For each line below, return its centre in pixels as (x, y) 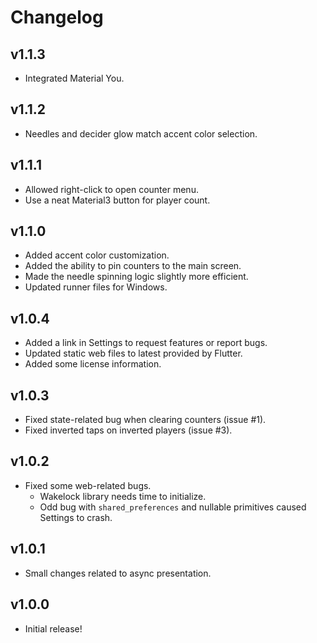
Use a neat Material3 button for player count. (117, 200)
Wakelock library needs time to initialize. (123, 496)
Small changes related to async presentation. (118, 573)
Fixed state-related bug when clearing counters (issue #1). (145, 420)
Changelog (57, 17)
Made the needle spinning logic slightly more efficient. (136, 277)
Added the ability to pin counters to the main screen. (133, 266)
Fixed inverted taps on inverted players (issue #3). (128, 430)
